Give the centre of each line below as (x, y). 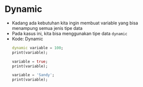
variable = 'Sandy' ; (33, 75)
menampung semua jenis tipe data (47, 28)
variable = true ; (30, 61)
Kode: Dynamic (27, 39)
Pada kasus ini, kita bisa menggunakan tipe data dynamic (70, 33)
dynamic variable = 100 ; (37, 48)
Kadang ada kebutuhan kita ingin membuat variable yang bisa (75, 23)
